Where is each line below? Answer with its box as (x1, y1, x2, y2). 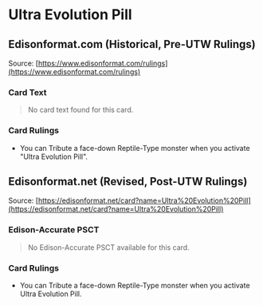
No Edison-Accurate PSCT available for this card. (27, 242, 190, 252)
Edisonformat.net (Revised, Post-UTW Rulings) (8, 174, 248, 188)
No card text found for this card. (27, 105, 134, 115)
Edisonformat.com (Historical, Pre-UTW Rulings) (8, 38, 257, 51)
